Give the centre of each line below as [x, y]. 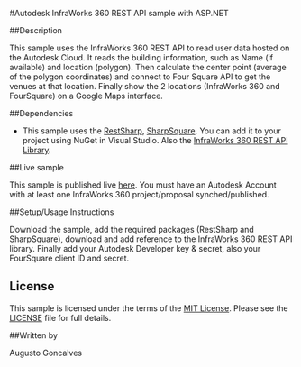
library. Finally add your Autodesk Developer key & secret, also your [135, 248]
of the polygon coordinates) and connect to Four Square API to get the [140, 77]
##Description [36, 30]
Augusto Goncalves [46, 353]
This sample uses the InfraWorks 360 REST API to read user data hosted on [150, 48]
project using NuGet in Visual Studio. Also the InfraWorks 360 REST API [155, 140]
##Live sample [37, 167]
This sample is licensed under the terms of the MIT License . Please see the [149, 308]
